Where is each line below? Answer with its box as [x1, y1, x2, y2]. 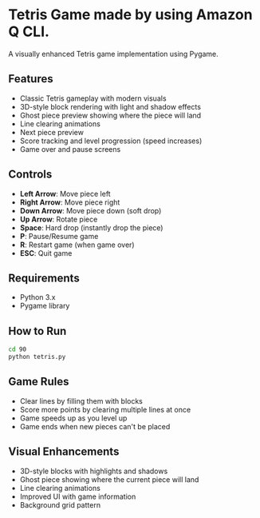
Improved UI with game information [19, 492, 136, 501]
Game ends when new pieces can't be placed [19, 421, 171, 431]
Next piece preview [19, 127, 84, 137]
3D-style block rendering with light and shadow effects [19, 102, 202, 111]
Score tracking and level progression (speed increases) [19, 136, 203, 145]
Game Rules [8, 375, 69, 388]
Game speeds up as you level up [19, 413, 128, 423]
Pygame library [19, 301, 70, 311]
